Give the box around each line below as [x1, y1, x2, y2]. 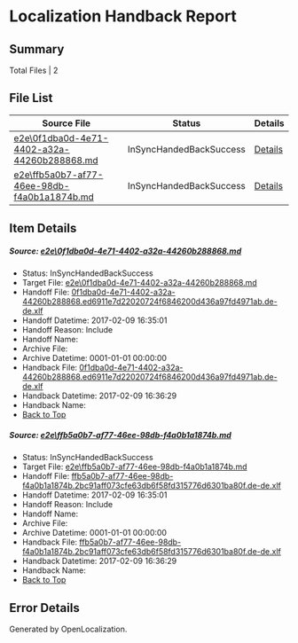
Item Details [9, 221, 77, 236]
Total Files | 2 [9, 65, 59, 75]
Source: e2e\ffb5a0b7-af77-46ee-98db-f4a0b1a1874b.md [9, 429, 232, 440]
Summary [9, 42, 65, 57]
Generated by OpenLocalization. [9, 623, 128, 634]
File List [9, 90, 53, 106]
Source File [42, 117, 91, 129]
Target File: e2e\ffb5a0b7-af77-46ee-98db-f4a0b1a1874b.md [21, 461, 247, 472]
